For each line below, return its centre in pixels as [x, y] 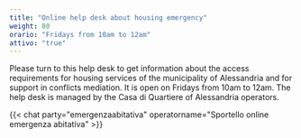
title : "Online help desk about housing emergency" [108, 18]
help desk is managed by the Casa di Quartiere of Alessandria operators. [144, 97]
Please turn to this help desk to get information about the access [129, 69]
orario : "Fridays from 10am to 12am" [80, 34]
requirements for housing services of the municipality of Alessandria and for [151, 78]
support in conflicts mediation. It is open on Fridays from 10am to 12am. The [150, 87]
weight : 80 [30, 26]
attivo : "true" [38, 43]
